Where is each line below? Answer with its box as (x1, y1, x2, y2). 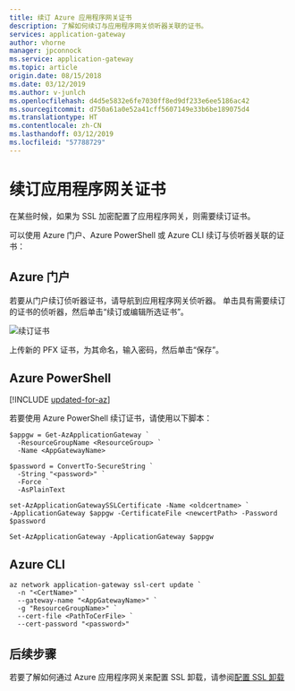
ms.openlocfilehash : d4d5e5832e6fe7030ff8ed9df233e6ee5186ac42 (9, 96, 250, 106)
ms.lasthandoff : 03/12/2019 (9, 130, 114, 139)
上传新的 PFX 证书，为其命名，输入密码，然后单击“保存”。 (9, 344, 223, 354)
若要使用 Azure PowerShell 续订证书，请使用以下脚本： (9, 413, 213, 423)
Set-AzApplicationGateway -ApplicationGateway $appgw (9, 533, 215, 542)
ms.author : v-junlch (9, 88, 87, 97)
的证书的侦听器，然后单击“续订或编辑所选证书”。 (9, 306, 190, 317)
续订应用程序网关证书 (9, 179, 167, 200)
